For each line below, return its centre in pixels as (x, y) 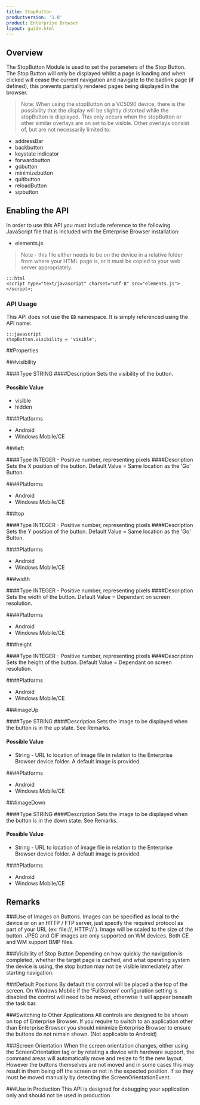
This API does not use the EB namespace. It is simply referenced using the (97, 317)
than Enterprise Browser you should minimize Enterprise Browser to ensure (99, 1027)
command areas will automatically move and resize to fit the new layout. (95, 1058)
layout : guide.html (30, 28)
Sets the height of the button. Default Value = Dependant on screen (89, 662)
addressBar (29, 141)
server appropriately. (47, 267)
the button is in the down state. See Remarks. (62, 820)
